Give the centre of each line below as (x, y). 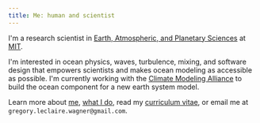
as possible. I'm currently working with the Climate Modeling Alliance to (125, 78)
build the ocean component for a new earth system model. (104, 87)
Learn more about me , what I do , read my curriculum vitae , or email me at (128, 102)
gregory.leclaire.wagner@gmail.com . (68, 110)
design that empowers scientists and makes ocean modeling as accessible (130, 70)
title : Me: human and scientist (61, 15)
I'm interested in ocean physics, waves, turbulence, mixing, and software (128, 61)
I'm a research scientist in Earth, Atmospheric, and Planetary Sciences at (127, 38)
